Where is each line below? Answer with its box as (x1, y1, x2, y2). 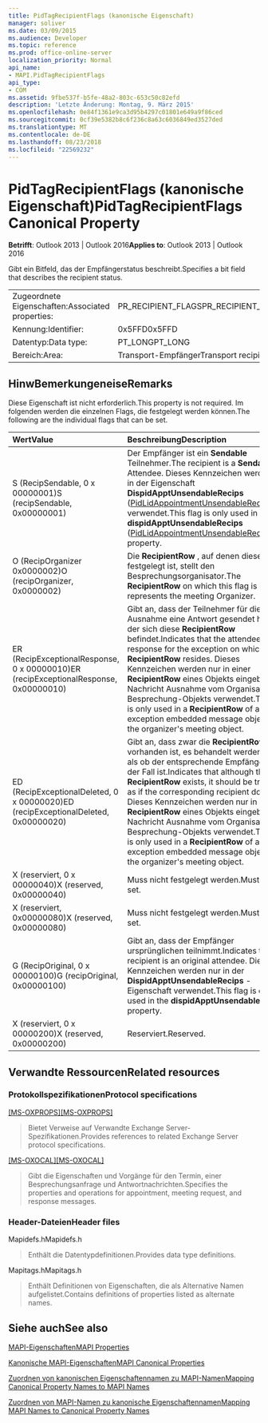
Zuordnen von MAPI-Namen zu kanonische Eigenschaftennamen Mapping (8, 1397, 250, 1407)
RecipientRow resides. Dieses (127, 653, 241, 664)
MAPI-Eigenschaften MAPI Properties (8, 1342, 130, 1352)
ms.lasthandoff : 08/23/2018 (8, 138, 102, 146)
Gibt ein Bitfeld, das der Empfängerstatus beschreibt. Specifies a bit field (8, 265, 246, 274)
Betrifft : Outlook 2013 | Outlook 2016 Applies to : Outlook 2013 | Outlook (8, 241, 243, 250)
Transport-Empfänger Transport (117, 349, 238, 361)
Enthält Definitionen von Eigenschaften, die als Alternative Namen (27, 1281, 244, 1291)
